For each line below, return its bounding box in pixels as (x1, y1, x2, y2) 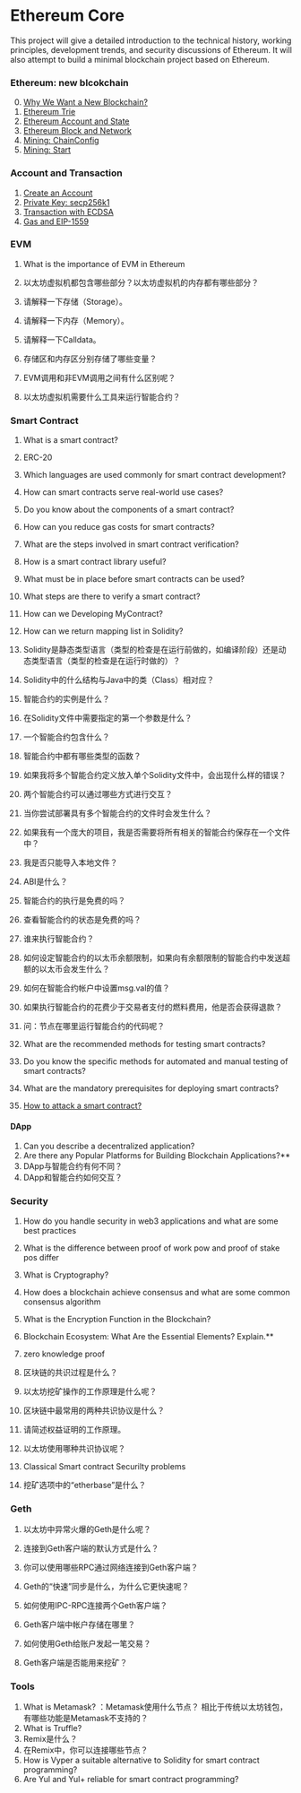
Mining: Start (22, 144, 71, 155)
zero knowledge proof (22, 1348, 106, 1359)
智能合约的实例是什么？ (22, 694, 110, 705)
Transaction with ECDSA (22, 206, 115, 217)
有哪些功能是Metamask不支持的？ (22, 1713, 149, 1724)
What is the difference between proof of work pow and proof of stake (22, 1243, 280, 1253)
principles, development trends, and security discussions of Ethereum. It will (10, 44, 292, 55)
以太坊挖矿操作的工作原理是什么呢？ (22, 1386, 158, 1397)
